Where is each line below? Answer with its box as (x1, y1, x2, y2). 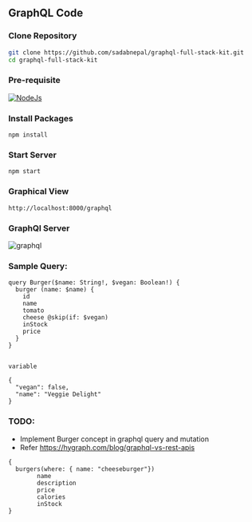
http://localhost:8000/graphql (8, 204, 112, 212)
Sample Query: (8, 260, 68, 271)
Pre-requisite (8, 75, 61, 86)
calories (37, 492, 66, 501)
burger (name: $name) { (15, 286, 94, 294)
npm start (8, 168, 41, 176)
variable (8, 362, 37, 370)
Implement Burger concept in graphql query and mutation (19, 434, 210, 444)
